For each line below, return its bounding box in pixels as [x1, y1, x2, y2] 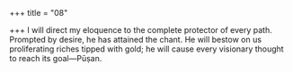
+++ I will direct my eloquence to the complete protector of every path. [9, 25, 272, 35]
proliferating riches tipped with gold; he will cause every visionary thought [9, 44, 285, 54]
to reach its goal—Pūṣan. [9, 53, 102, 63]
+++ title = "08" [9, 8, 68, 18]
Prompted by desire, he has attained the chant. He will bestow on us [9, 35, 262, 44]
